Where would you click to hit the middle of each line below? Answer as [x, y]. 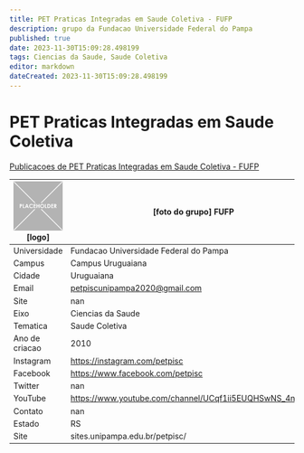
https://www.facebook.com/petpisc [137, 373]
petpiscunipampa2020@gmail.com [136, 288]
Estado [26, 423]
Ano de [27, 338]
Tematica [30, 326]
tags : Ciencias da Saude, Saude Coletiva [89, 57]
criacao [28, 348]
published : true [40, 38]
